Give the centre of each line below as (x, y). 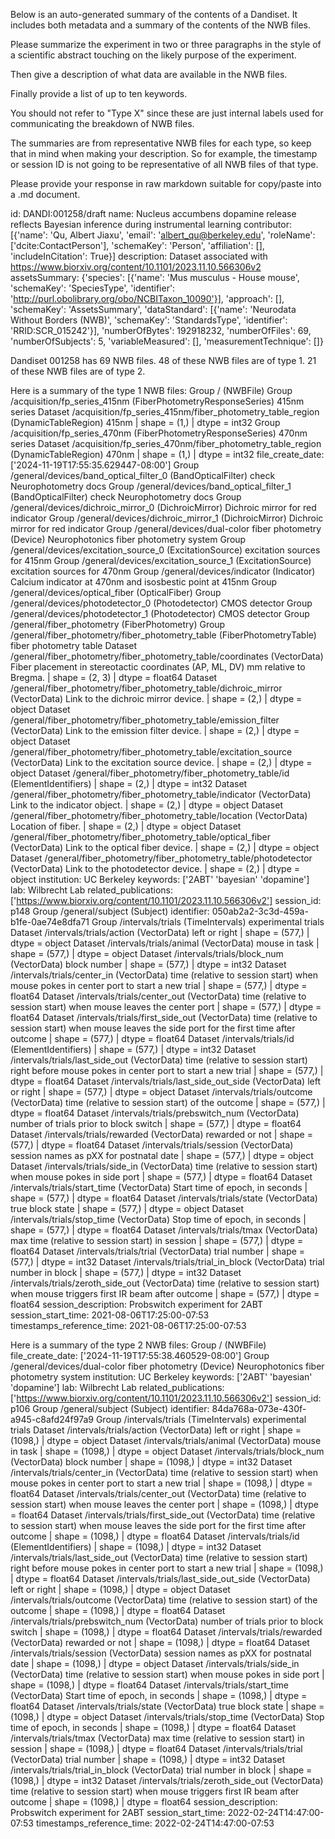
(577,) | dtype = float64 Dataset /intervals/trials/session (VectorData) (152, 1145)
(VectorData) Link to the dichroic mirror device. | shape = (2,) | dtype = (156, 698)
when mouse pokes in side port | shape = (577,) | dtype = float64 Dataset (161, 1177)
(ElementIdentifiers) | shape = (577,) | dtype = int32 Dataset (133, 1049)
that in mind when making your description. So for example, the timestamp (164, 153)
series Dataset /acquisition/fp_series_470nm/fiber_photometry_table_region (166, 443)
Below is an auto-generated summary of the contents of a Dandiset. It (154, 14)
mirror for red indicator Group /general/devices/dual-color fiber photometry (166, 528)
